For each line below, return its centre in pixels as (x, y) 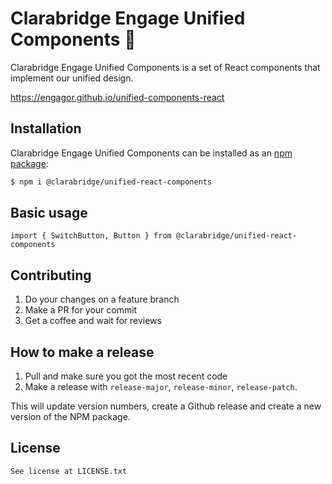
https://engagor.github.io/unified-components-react (117, 97)
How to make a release (82, 352)
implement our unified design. (72, 78)
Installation (46, 128)
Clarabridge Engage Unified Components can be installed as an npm (151, 153)
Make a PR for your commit (81, 310)
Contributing (51, 275)
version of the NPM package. (70, 417)
